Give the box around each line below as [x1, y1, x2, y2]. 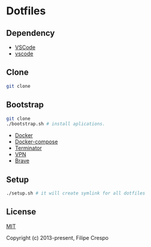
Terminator [14, 144, 42, 152]
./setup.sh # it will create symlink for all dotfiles [6, 190, 146, 196]
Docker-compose [14, 138, 58, 146]
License [6, 207, 36, 217]
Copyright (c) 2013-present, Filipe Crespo [6, 234, 109, 241]
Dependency [6, 28, 55, 38]
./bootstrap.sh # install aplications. [6, 121, 106, 127]
